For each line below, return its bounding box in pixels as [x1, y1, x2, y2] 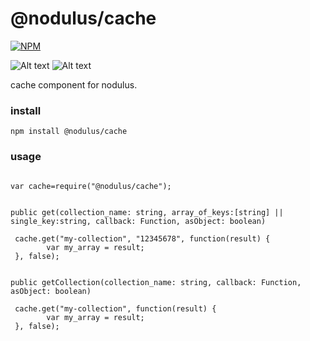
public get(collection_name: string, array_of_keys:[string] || [10, 207, 284, 217]
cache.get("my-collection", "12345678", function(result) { [14, 233, 271, 244]
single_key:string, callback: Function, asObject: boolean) [10, 216, 267, 226]
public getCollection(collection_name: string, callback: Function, [10, 277, 302, 287]
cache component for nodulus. [10, 78, 138, 91]
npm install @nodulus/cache [10, 127, 128, 137]
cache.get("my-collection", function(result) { [14, 303, 217, 314]
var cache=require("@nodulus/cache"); [10, 181, 172, 191]
